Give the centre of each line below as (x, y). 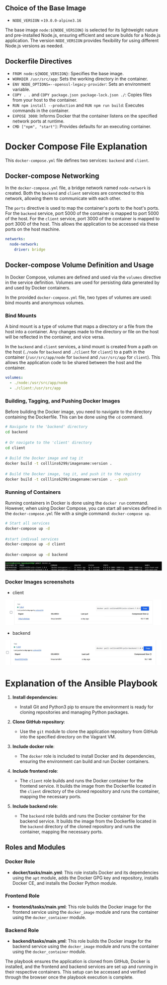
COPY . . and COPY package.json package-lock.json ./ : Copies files (82, 95)
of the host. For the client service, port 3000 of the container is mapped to (83, 219)
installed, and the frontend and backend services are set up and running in (82, 967)
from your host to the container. (45, 100)
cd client (15, 448)
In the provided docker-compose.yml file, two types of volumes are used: (79, 297)
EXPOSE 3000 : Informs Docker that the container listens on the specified (85, 116)
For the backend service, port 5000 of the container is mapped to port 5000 (82, 213)
